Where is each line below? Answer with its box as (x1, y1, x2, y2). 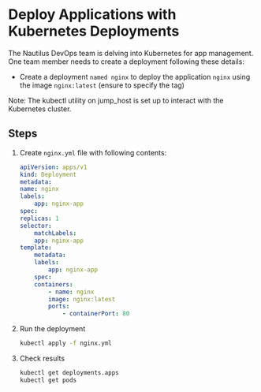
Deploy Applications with (8, 6, 177, 24)
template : (19, 244, 53, 252)
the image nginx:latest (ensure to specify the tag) (19, 80, 185, 90)
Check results (19, 353, 65, 363)
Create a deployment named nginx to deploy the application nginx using (19, 72, 251, 81)
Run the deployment (19, 324, 86, 334)
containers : (34, 280, 73, 289)
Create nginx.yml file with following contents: (19, 147, 167, 157)
